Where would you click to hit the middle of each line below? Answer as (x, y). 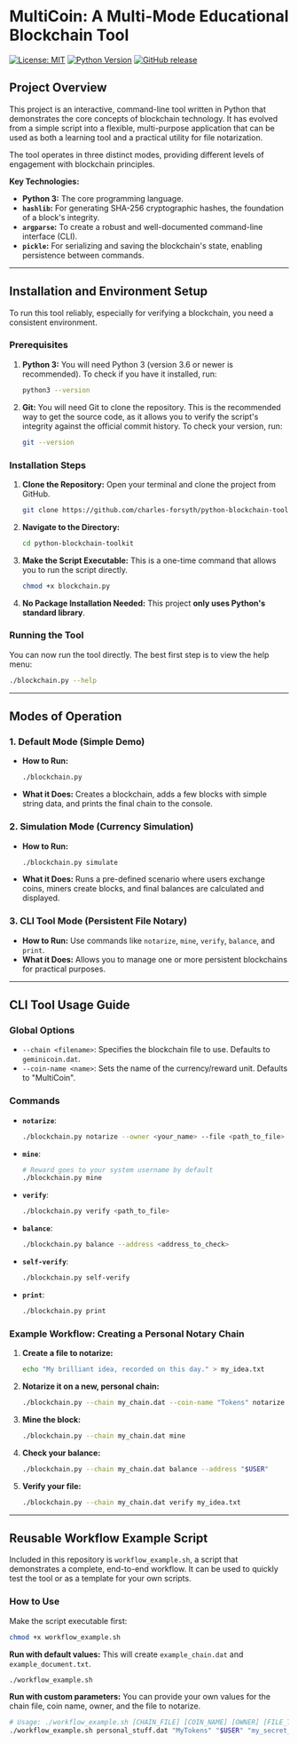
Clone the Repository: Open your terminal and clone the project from (149, 484)
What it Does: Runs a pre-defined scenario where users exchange (144, 879)
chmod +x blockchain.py (66, 586)
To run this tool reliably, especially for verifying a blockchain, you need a (141, 313)
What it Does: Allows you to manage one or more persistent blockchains (155, 959)
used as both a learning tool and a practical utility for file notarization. (136, 137)
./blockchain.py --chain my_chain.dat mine (104, 1436)
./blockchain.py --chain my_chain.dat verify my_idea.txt (131, 1502)
